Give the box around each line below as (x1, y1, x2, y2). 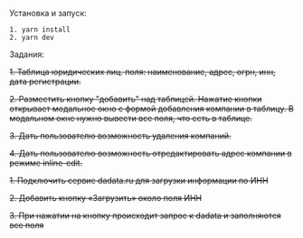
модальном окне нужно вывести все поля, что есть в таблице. (9, 113, 253, 123)
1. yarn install (9, 25, 71, 34)
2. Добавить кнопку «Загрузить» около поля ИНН (9, 193, 202, 203)
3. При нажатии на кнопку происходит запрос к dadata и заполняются (9, 210, 282, 221)
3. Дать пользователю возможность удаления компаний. (9, 130, 232, 141)
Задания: (9, 49, 45, 60)
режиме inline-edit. (9, 157, 83, 168)
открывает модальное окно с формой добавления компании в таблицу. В (9, 103, 294, 114)
